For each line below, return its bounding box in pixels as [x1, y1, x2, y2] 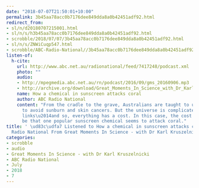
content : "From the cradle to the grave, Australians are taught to [17, 101, 190, 108]
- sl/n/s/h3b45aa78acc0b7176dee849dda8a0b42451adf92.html [6, 31, 152, 37]
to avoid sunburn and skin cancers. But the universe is [21, 107, 166, 113]
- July [6, 162, 23, 168]
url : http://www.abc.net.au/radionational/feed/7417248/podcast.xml [17, 63, 190, 70]
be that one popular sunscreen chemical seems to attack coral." [21, 118, 187, 124]
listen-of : [6, 52, 33, 58]
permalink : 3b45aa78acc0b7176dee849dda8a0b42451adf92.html [6, 14, 155, 20]
